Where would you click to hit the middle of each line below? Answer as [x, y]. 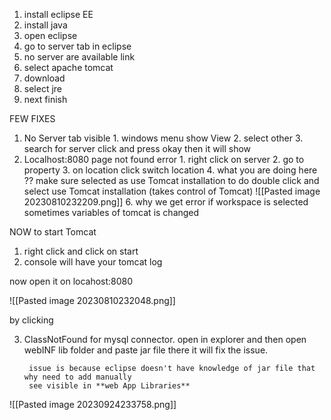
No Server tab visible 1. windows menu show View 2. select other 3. [163, 138]
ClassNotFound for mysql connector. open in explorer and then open [165, 339]
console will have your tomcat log [93, 262]
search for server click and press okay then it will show [137, 148]
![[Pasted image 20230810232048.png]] [92, 300]
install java [45, 25]
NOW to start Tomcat [53, 232]
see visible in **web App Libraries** [109, 386]
